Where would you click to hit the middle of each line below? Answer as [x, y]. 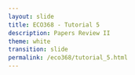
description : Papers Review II [59, 33]
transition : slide [38, 50]
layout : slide [31, 16]
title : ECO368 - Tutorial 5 [54, 25]
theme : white [29, 41]
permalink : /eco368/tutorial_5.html [68, 58]
